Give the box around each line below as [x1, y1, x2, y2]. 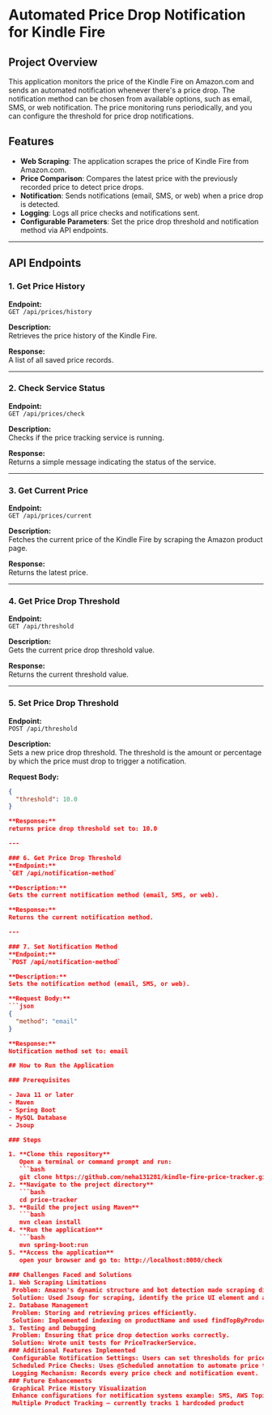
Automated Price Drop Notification [8, 6, 246, 24]
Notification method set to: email [8, 1047, 129, 1056]
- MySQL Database [8, 1113, 67, 1121]
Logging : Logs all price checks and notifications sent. [19, 208, 200, 217]
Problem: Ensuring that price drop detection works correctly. [11, 1331, 230, 1340]
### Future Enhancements [8, 1377, 92, 1385]
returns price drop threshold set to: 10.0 [8, 825, 158, 833]
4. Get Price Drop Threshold [8, 596, 120, 607]
